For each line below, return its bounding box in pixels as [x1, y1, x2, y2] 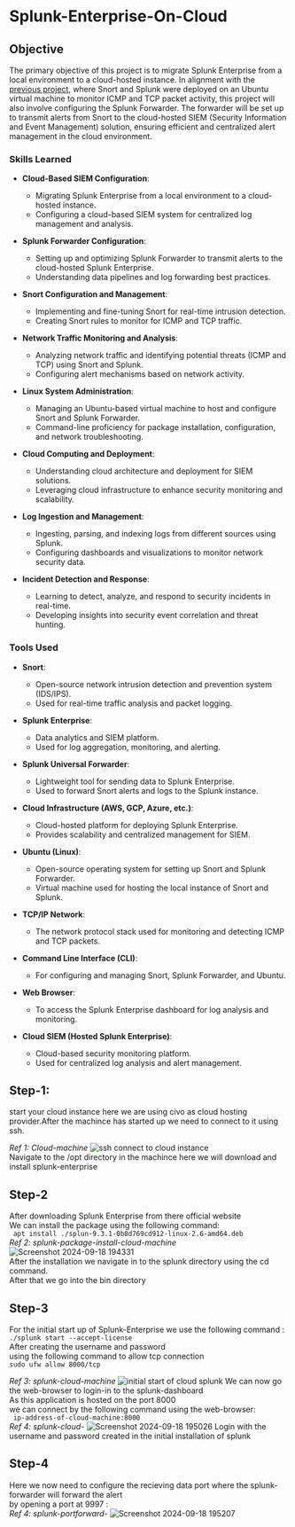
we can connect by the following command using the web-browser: [9, 1404, 256, 1415]
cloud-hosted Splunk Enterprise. [35, 262, 154, 273]
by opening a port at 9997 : [9, 1499, 109, 1509]
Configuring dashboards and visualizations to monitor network [35, 547, 264, 558]
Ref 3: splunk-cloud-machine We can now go [9, 1376, 282, 1387]
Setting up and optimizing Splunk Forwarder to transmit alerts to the [35, 253, 283, 263]
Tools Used [9, 641, 59, 654]
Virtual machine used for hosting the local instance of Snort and [35, 882, 268, 893]
